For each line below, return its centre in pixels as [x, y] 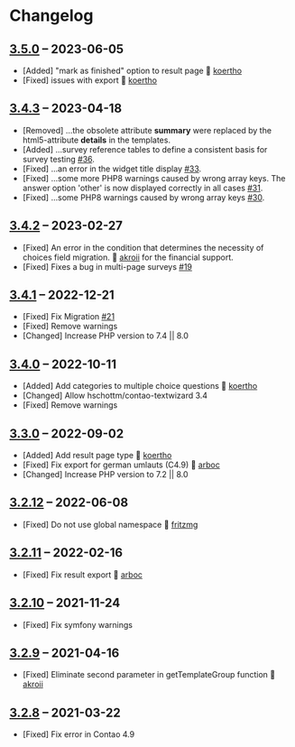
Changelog [51, 16]
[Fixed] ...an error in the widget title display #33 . [112, 169]
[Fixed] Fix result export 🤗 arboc [82, 575]
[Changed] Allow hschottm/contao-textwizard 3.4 [115, 396]
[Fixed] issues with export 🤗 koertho [90, 80]
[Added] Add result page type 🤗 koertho [97, 456]
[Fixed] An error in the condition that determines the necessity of [143, 247]
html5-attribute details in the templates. [97, 140]
